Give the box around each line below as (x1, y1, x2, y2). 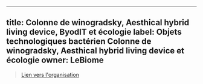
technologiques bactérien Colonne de (6, 37, 152, 47)
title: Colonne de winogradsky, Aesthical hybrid (6, 17, 189, 28)
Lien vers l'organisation (21, 71, 80, 78)
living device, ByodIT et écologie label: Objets (6, 27, 182, 37)
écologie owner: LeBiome (6, 55, 104, 65)
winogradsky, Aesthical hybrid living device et (6, 46, 184, 56)
